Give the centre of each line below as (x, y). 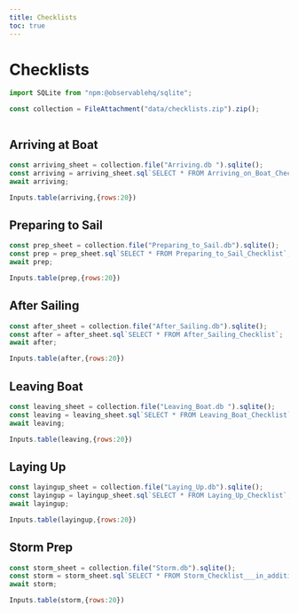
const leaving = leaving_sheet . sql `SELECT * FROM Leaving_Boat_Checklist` (150, 415)
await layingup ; (39, 504)
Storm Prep (41, 548)
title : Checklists (43, 17)
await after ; (33, 342)
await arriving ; (39, 181)
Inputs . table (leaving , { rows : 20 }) (71, 439)
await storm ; (33, 585)
